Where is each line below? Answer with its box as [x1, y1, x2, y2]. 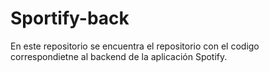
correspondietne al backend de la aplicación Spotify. [10, 50, 228, 62]
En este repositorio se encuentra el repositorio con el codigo [10, 40, 260, 52]
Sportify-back [10, 7, 130, 30]
